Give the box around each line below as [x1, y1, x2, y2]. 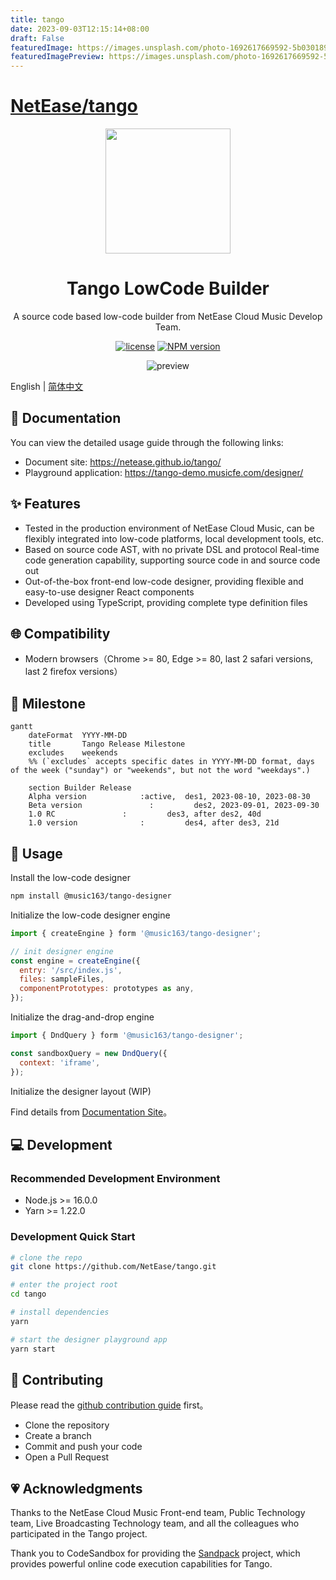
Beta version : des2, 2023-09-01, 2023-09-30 [28, 801, 320, 811]
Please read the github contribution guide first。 [10, 1399, 209, 1411]
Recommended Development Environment [10, 1171, 221, 1185]
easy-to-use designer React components [24, 586, 195, 598]
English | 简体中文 [10, 381, 84, 392]
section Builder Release [28, 783, 132, 793]
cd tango [10, 1289, 47, 1300]
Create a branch [24, 1430, 92, 1442]
